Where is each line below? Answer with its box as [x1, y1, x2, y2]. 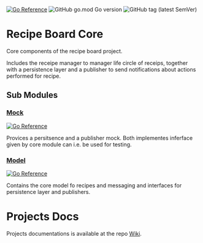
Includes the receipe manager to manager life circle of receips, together [6, 59, 188, 67]
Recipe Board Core [6, 28, 104, 41]
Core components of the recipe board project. [6, 47, 123, 54]
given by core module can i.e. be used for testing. [6, 141, 132, 148]
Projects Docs [6, 210, 79, 223]
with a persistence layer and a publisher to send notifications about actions [6, 65, 196, 73]
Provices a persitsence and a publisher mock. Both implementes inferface [6, 134, 193, 141]
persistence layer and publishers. [6, 188, 91, 195]
